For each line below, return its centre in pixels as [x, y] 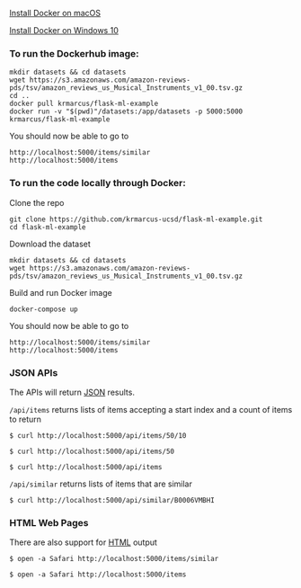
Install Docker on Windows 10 [64, 30]
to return [26, 419]
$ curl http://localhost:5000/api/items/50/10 [98, 435]
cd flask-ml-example [48, 227]
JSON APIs [34, 372]
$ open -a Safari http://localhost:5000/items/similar [114, 559]
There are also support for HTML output [83, 542]
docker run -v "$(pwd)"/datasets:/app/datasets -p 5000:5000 [126, 111]
